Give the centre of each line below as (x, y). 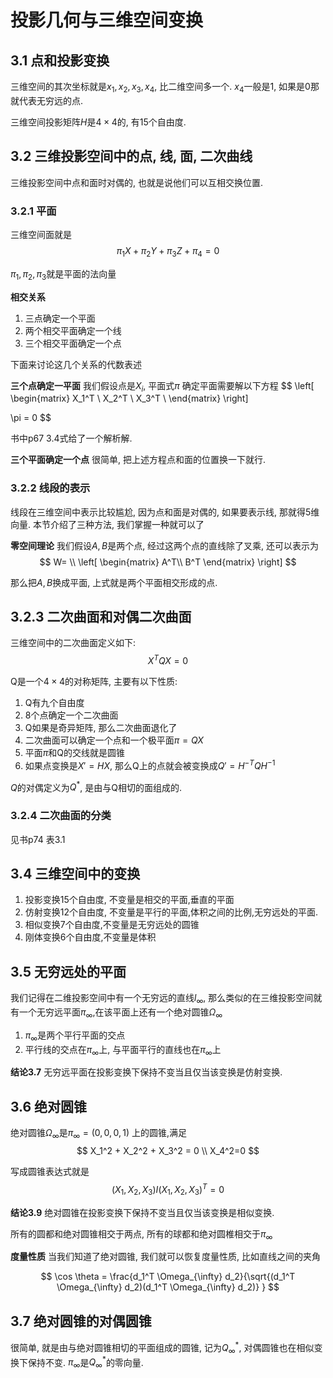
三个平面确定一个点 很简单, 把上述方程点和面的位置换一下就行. (138, 460)
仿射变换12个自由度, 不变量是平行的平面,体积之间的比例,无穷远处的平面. (171, 912)
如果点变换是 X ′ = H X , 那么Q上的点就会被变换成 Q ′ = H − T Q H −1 (150, 764)
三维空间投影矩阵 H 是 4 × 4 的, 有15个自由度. (98, 122)
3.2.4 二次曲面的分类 (61, 816)
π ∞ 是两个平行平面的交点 (75, 1036)
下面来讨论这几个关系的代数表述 (76, 364)
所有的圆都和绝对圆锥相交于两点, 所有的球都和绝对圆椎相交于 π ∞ (141, 1234)
